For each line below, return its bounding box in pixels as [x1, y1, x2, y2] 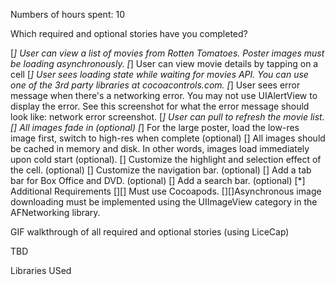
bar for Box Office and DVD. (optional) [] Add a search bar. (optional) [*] [10, 175, 306, 186]
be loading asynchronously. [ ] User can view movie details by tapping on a [10, 58, 319, 69]
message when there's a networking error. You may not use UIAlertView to [10, 90, 318, 101]
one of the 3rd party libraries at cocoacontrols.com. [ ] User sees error [10, 79, 301, 91]
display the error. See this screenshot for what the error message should [10, 100, 310, 112]
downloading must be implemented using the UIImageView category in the [10, 196, 318, 208]
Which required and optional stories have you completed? [10, 28, 248, 39]
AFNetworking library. [10, 207, 101, 218]
